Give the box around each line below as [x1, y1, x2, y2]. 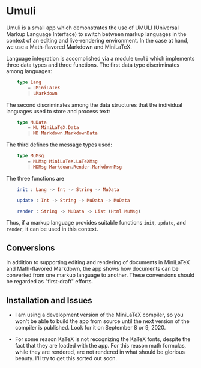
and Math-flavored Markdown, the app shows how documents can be [6, 265, 179, 273]
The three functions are [6, 175, 65, 182]
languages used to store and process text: [6, 107, 111, 115]
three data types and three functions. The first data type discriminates [6, 61, 180, 68]
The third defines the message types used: [6, 141, 113, 148]
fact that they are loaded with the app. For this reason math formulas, [14, 342, 187, 349]
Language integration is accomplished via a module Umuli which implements [6, 55, 195, 62]
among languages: [6, 67, 52, 74]
